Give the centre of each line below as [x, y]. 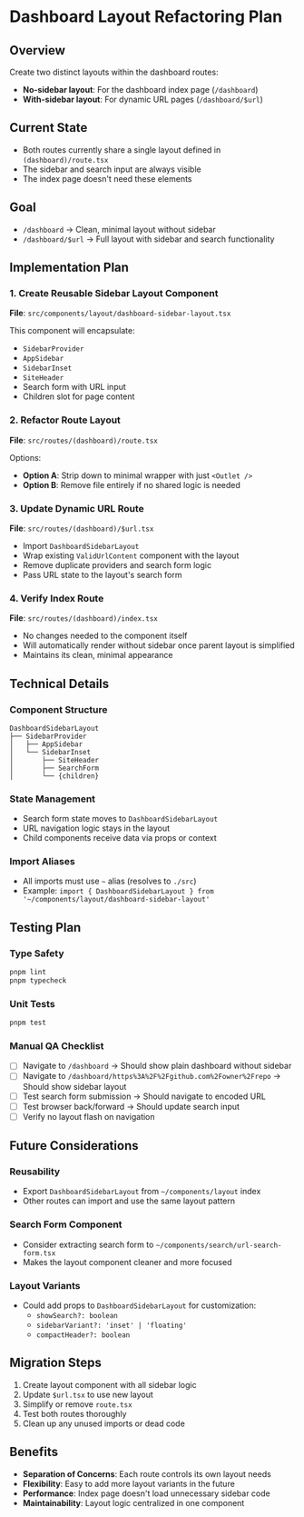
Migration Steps [56, 1363]
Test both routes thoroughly [74, 1413]
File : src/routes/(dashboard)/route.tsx [84, 440]
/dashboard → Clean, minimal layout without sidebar [119, 229]
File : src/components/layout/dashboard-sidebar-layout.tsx [120, 313]
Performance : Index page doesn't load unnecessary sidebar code [146, 1493]
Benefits [34, 1452]
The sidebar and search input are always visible [112, 169]
